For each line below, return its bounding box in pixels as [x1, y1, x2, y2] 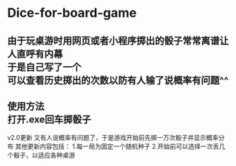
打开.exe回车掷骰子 [7, 113, 91, 125]
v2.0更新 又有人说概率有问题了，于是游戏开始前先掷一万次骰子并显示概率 [7, 134, 219, 142]
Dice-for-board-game [7, 5, 137, 21]
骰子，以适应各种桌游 [13, 151, 75, 160]
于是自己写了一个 [7, 61, 81, 73]
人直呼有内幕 [7, 48, 63, 60]
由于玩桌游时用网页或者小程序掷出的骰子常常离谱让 [7, 34, 229, 46]
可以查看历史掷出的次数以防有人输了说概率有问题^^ [7, 74, 229, 86]
